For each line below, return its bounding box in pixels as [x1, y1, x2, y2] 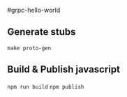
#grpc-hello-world [7, 6, 61, 14]
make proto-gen [7, 45, 52, 52]
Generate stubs [7, 26, 76, 38]
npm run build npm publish [7, 83, 84, 90]
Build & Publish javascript [7, 64, 121, 75]
